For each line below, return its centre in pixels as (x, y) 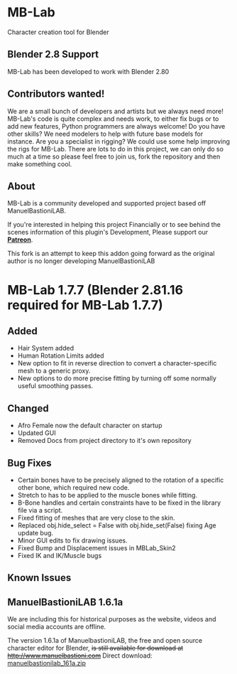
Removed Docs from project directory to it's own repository (104, 441)
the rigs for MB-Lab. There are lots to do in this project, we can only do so (115, 149)
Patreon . (20, 240)
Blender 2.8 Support (53, 54)
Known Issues (39, 578)
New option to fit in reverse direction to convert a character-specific (117, 363)
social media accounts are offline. (57, 627)
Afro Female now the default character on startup (90, 426)
